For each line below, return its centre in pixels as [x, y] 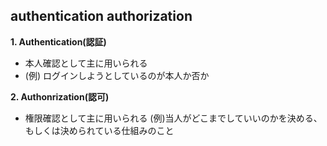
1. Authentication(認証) [58, 41]
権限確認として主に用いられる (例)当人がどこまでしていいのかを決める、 [173, 118]
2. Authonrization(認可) [60, 96]
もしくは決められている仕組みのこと [99, 130]
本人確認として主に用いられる [86, 63]
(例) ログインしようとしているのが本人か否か [117, 75]
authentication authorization [101, 16]
